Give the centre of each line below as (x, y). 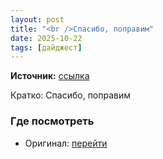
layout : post (37, 19)
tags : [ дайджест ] (46, 47)
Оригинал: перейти (66, 143)
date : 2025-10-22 (46, 38)
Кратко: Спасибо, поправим (71, 95)
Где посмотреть (52, 121)
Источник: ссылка (50, 76)
